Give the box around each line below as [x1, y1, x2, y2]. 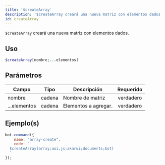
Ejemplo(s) [5, 119, 40, 128]
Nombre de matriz [63, 94, 106, 101]
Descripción [73, 86, 103, 93]
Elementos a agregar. [63, 102, 113, 109]
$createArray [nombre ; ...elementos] [5, 57, 79, 62]
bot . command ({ [5, 132, 35, 137]
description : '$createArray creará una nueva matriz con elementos [5, 12, 148, 17]
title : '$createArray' [5, 7, 52, 12]
